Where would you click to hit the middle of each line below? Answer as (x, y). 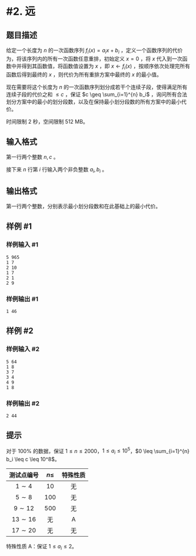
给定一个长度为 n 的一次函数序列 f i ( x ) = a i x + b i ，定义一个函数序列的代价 (94, 51)
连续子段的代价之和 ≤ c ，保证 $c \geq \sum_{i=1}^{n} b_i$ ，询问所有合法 (97, 94)
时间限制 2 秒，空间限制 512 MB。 (47, 121)
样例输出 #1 (22, 299)
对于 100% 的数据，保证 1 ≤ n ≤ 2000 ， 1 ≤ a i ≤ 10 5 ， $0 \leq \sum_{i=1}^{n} (98, 451)
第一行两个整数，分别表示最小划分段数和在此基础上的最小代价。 (83, 207)
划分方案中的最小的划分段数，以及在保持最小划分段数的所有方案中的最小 (94, 101)
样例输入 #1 (22, 245)
